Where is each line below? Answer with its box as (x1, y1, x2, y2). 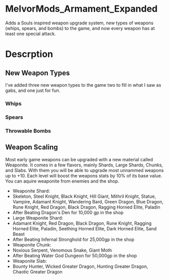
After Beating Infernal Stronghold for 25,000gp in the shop (12, 236, 135, 242)
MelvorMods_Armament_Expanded (5, 3, 158, 15)
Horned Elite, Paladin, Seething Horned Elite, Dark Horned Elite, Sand (12, 225, 157, 231)
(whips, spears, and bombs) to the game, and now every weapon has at (5, 25, 155, 31)
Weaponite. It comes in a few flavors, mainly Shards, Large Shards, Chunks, (5, 162, 163, 168)
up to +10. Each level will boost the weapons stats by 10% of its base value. (5, 172, 162, 179)
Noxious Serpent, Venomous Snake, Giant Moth (12, 247, 112, 253)
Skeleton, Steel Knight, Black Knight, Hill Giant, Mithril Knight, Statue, (12, 193, 156, 199)
